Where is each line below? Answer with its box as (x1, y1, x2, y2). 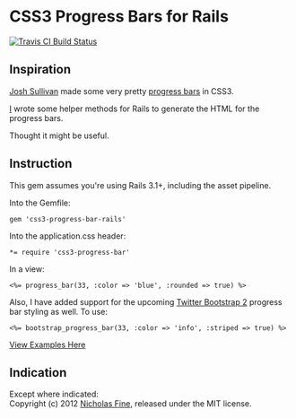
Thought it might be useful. (9, 130, 109, 141)
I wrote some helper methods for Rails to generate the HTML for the (9, 103, 260, 114)
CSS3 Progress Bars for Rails (9, 6, 229, 27)
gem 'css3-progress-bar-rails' (9, 214, 126, 223)
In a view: (9, 263, 45, 274)
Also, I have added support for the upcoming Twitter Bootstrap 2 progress (9, 296, 283, 307)
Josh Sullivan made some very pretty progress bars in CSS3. (9, 85, 235, 96)
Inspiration (9, 62, 72, 77)
